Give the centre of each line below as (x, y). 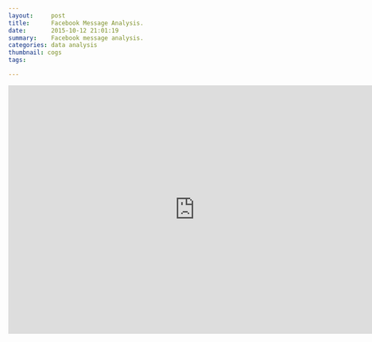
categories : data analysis (53, 45)
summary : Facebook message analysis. (76, 38)
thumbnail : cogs (35, 52)
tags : (17, 60)
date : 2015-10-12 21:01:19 (64, 30)
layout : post (37, 16)
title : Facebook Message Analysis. (76, 23)
